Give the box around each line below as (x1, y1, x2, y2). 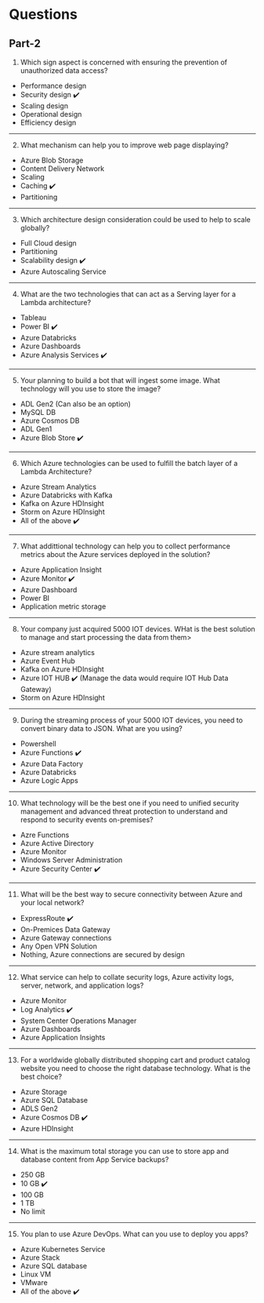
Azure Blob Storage (20, 155, 84, 165)
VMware (20, 1278, 48, 1287)
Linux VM (20, 1269, 52, 1279)
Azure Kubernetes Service (20, 1245, 106, 1254)
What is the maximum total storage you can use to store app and (20, 1147, 230, 1156)
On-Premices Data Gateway (20, 925, 110, 934)
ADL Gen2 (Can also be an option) (20, 399, 132, 409)
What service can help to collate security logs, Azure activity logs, (20, 973, 234, 981)
